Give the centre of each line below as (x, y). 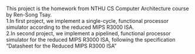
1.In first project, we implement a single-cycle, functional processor (88, 21)
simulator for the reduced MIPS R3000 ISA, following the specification (91, 40)
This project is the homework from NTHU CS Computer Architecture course (97, 9)
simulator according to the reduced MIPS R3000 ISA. (70, 27)
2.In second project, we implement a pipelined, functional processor (89, 33)
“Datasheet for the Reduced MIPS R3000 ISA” (61, 46)
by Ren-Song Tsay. (29, 15)
